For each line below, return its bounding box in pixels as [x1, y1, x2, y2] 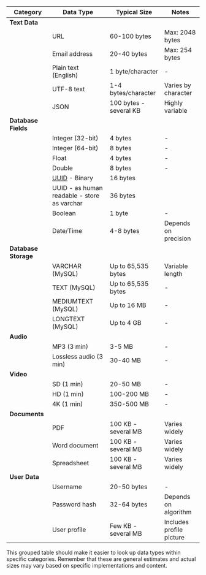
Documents [9, 410, 44, 418]
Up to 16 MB [109, 301, 147, 309]
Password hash [51, 500, 97, 508]
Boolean [51, 209, 76, 217]
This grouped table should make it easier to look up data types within [6, 549, 181, 556]
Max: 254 [164, 46, 192, 54]
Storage [9, 252, 34, 260]
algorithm [164, 508, 192, 516]
